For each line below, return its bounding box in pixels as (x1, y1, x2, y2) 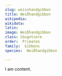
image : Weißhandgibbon (5, 30, 51, 35)
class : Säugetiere (5, 35, 42, 40)
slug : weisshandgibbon (5, 7, 51, 12)
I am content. (5, 66, 31, 72)
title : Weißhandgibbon (5, 12, 51, 17)
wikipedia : (5, 16, 27, 21)
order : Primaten (5, 39, 40, 44)
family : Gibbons (5, 44, 40, 49)
